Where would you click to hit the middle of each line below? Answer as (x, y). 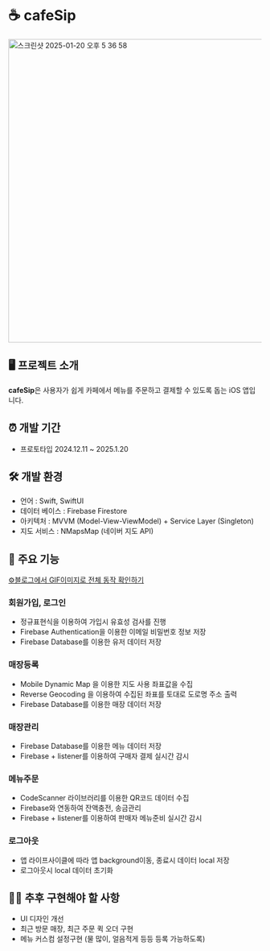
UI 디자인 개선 (42, 919)
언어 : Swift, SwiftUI (52, 501)
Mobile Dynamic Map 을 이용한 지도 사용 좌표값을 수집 (106, 684)
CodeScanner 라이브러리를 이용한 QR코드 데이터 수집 (104, 798)
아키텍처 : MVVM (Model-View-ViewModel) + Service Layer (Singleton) (137, 521)
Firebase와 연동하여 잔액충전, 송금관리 (81, 808)
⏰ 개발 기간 (35, 428)
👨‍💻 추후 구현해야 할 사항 (64, 898)
